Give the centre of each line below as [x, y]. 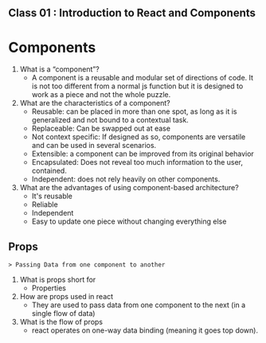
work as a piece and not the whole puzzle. [101, 95]
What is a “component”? [59, 69]
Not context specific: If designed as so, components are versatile [139, 137]
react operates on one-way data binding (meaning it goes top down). [145, 330]
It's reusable [52, 196]
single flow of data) [63, 314]
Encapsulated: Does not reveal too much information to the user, [137, 162]
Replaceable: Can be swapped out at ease [101, 129]
